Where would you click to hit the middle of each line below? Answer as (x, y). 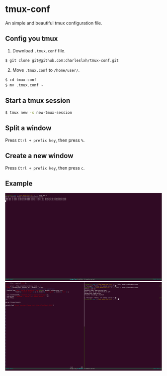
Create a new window (39, 156)
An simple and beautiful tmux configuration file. (54, 23)
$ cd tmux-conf (21, 80)
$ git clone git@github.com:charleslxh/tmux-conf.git (62, 60)
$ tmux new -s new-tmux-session (39, 113)
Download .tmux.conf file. (39, 50)
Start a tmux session (38, 100)
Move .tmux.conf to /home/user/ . (46, 70)
